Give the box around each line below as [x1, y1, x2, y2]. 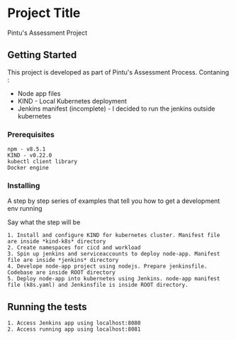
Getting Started [7, 49, 77, 61]
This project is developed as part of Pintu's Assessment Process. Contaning [7, 67, 230, 76]
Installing [7, 180, 40, 190]
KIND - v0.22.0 [7, 152, 52, 159]
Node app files [17, 89, 61, 97]
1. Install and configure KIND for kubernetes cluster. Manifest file [7, 232, 220, 239]
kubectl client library [7, 158, 78, 165]
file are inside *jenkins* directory [7, 257, 119, 264]
